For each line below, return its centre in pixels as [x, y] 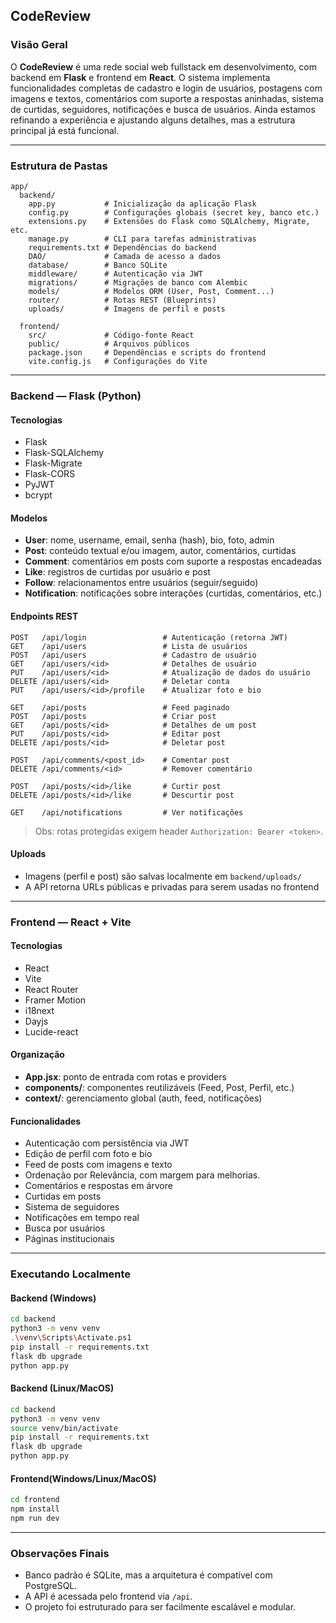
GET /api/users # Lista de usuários [129, 646]
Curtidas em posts [63, 1196]
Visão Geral [39, 45]
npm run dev [35, 1519]
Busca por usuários [65, 1228]
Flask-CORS [50, 474]
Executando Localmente [71, 1274]
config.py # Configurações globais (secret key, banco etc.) [174, 212]
